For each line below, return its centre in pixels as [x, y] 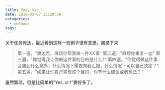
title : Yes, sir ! [24, 10]
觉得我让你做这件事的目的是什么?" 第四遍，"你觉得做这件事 [97, 59]
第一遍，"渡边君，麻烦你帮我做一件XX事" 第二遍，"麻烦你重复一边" [86, 53]
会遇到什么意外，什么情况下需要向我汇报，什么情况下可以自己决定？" [88, 66]
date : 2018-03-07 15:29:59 [33, 14]
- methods [20, 23]
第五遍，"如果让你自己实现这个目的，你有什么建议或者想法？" [80, 72]
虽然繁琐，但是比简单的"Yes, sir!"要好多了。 [50, 83]
